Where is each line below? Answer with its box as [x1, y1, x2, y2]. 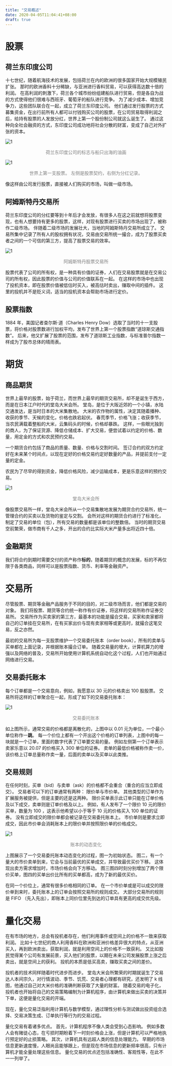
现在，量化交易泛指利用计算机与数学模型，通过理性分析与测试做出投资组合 [5, 1006, 162, 1012]
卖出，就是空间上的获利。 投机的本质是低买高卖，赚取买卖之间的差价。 [5, 959, 155, 965]
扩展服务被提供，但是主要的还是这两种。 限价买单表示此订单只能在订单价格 [5, 795, 164, 801]
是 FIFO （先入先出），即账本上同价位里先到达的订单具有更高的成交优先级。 [5, 895, 164, 901]
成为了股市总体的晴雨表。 [9, 339, 64, 345]
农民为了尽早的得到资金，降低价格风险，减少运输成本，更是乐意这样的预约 [5, 468, 162, 474]
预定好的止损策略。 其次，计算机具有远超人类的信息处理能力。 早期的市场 [9, 1036, 165, 1042]
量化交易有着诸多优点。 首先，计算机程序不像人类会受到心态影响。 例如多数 [5, 1023, 165, 1030]
